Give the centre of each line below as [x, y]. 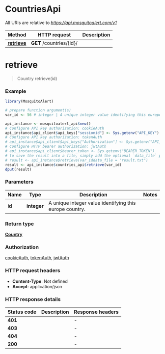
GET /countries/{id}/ [54, 43]
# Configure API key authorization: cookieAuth [55, 128]
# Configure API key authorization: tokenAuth [54, 137]
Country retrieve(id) [37, 78]
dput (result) [18, 169]
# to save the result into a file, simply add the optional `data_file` [81, 156]
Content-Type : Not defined [40, 281]
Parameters [19, 182]
